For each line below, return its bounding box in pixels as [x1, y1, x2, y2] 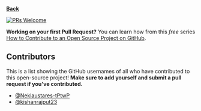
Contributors [6, 52, 56, 62]
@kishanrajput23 [14, 98, 58, 105]
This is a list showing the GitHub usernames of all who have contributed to [6, 67, 190, 75]
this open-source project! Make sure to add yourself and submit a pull [6, 74, 182, 81]
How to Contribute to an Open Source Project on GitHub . [6, 35, 146, 41]
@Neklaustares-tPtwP [14, 92, 70, 99]
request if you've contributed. [6, 80, 83, 87]
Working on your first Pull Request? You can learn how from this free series [6, 28, 196, 35]
